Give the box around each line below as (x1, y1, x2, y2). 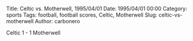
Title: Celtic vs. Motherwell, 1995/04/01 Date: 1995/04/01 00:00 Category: (6, 5, 188, 12)
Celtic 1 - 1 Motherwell (6, 29, 61, 36)
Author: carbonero (35, 18, 80, 24)
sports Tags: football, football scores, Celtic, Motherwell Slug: (6, 11, 158, 18)
